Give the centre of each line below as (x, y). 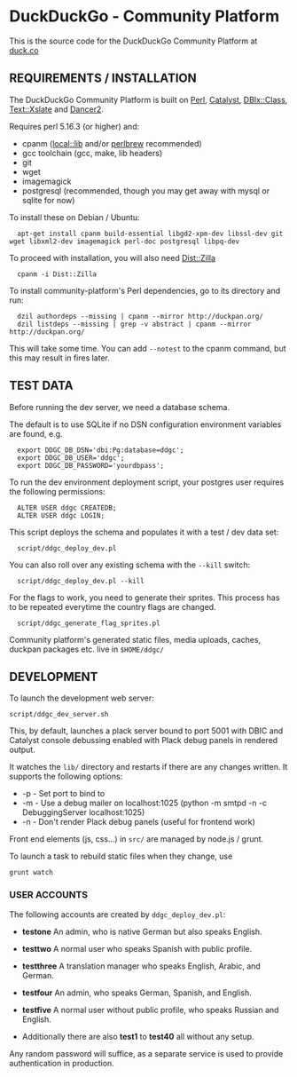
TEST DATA (41, 386)
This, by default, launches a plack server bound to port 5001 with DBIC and (146, 731)
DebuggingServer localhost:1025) (83, 812)
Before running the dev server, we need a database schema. (120, 407)
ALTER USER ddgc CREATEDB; (67, 508)
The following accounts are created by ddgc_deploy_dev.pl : (117, 914)
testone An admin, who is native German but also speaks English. (142, 931)
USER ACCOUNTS (49, 895)
